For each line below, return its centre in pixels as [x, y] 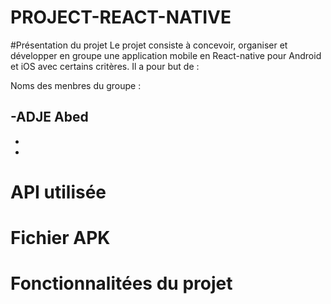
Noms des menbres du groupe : [76, 85]
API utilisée [58, 192]
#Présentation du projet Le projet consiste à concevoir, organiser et [149, 45]
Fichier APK [60, 238]
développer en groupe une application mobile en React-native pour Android [166, 55]
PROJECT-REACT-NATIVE [121, 17]
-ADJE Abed [49, 117]
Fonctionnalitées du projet [121, 283]
